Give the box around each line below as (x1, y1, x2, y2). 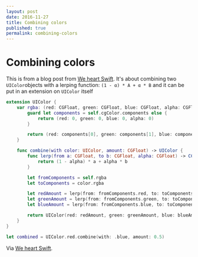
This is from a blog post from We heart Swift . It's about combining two (6, 75, 177, 82)
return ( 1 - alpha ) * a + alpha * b (37, 158, 128, 165)
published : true (6, 25, 46, 31)
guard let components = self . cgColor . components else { (27, 110, 167, 116)
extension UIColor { (6, 99, 57, 105)
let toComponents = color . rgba (27, 180, 104, 186)
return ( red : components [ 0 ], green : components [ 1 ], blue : (27, 132, 173, 138)
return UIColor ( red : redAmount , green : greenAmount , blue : (27, 212, 176, 218)
